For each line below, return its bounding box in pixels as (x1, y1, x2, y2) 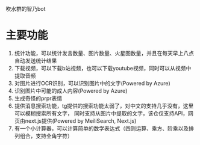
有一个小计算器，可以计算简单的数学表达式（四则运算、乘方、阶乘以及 (14, 125, 189, 132)
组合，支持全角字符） (19, 132, 73, 140)
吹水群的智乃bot (5, 5, 46, 12)
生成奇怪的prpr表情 (14, 94, 63, 102)
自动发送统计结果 (14, 57, 57, 64)
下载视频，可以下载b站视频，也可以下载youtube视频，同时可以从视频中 (14, 64, 192, 72)
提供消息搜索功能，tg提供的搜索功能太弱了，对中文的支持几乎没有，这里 (14, 102, 194, 110)
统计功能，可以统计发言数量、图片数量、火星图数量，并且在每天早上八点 (14, 49, 194, 57)
